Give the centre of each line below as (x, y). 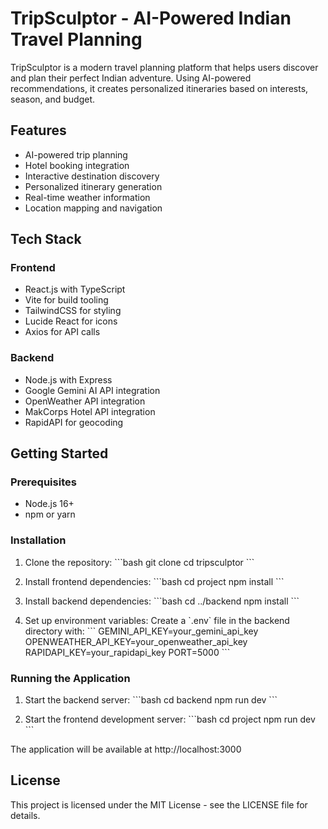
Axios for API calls (62, 332)
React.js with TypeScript (75, 289)
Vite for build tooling (66, 300)
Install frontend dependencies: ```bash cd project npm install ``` (154, 581)
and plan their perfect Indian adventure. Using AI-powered (131, 78)
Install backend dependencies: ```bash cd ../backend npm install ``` (162, 601)
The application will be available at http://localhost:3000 (126, 749)
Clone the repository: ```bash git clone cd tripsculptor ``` (139, 562)
